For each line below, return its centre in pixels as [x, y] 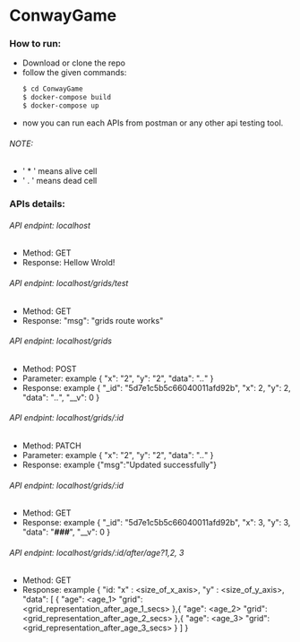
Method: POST [49, 369]
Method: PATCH [52, 446]
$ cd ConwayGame [52, 89]
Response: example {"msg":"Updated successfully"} [120, 465]
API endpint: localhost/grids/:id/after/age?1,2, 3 [97, 552]
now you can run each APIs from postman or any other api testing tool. [153, 123]
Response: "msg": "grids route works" [93, 320]
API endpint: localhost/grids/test [69, 283]
